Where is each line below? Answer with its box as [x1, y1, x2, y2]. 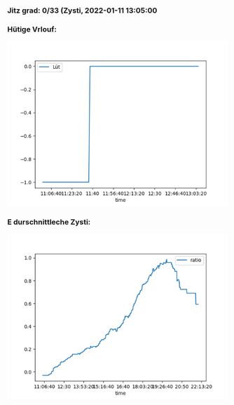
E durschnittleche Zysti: [7, 217, 91, 227]
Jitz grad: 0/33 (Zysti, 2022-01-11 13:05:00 [7, 6, 158, 15]
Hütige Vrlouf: [7, 24, 57, 34]
